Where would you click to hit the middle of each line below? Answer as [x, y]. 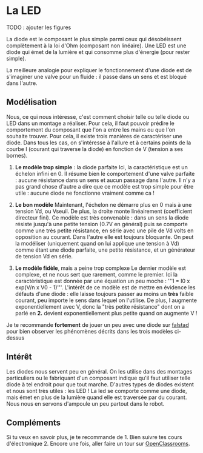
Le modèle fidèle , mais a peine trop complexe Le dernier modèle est [100, 268]
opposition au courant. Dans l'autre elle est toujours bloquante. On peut [104, 237]
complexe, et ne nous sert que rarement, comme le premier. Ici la [96, 274]
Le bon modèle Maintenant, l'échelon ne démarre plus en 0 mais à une [103, 204]
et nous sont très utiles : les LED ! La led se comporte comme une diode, [97, 391]
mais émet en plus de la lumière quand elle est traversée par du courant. [97, 397]
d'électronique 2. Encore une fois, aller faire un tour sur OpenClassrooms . [98, 444]
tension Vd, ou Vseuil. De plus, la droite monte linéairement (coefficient [104, 211]
